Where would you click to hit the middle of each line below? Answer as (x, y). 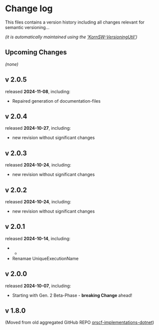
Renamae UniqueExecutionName (45, 258)
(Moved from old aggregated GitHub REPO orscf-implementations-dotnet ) (80, 323)
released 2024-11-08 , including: (38, 91)
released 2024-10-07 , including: (38, 286)
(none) (12, 64)
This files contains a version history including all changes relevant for (75, 22)
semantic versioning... (27, 27)
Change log (29, 9)
